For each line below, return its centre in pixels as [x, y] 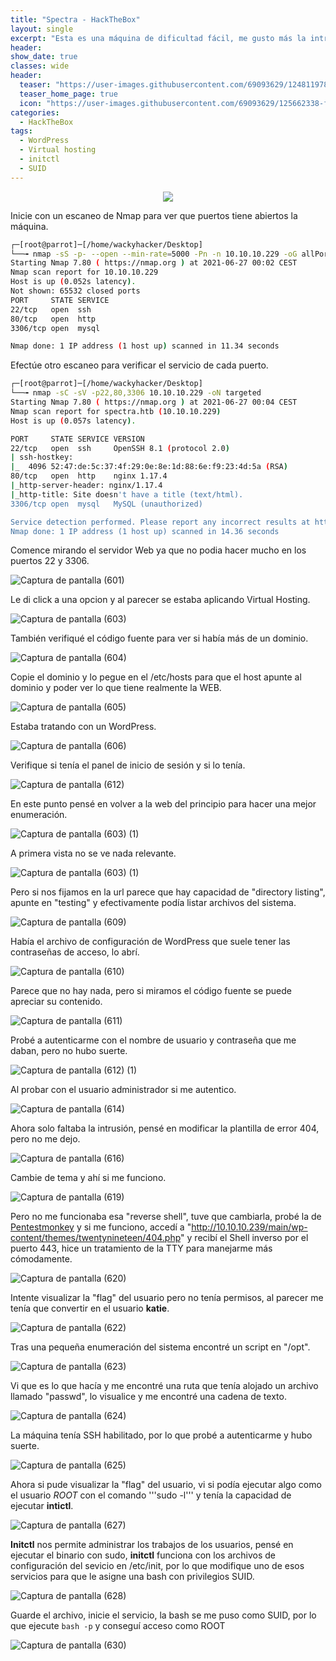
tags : [21, 131]
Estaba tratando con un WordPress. [83, 727]
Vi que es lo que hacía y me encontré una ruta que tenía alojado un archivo [164, 1386]
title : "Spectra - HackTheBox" [75, 19]
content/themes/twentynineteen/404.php [96, 1238]
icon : [31, 103]
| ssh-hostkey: [42, 457]
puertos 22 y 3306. [50, 561]
